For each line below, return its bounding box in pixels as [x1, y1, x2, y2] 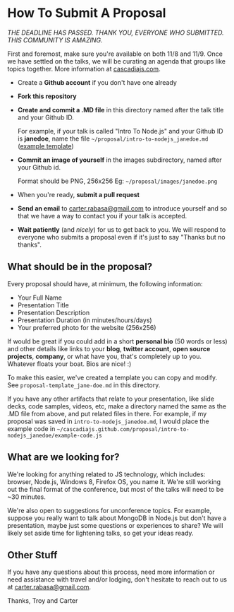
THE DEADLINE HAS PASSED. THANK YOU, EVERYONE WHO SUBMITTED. [7, 28, 224, 37]
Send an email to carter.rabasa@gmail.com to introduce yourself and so [17, 204, 228, 213]
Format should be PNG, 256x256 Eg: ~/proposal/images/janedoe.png [17, 177, 218, 185]
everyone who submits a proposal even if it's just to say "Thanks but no [17, 233, 226, 241]
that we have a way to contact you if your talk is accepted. [17, 211, 187, 220]
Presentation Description [17, 308, 90, 317]
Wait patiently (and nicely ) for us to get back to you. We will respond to [17, 225, 226, 234]
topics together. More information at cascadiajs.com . [7, 64, 161, 73]
